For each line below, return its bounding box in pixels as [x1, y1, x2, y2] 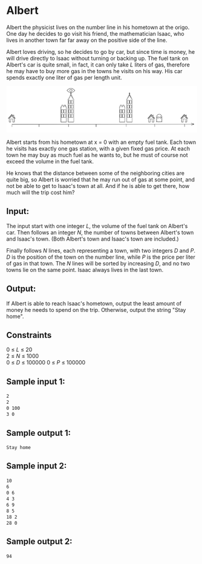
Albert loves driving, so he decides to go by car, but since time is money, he [6, 48, 195, 55]
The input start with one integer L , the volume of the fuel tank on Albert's [6, 222, 188, 230]
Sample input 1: [6, 376, 65, 387]
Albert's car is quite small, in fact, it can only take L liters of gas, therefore [6, 61, 191, 68]
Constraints [6, 330, 52, 340]
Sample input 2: [6, 461, 67, 472]
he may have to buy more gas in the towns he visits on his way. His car [6, 67, 183, 74]
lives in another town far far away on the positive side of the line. [6, 36, 168, 44]
